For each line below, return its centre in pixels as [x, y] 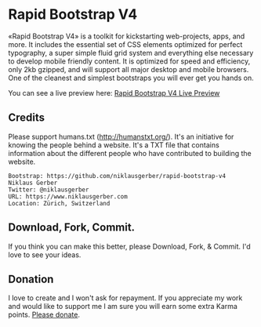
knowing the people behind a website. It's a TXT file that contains [114, 145]
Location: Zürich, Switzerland [59, 203]
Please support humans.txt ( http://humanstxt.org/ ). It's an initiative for [121, 136]
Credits [27, 118]
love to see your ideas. [45, 254]
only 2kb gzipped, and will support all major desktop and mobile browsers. [129, 69]
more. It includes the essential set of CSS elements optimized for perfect [125, 44]
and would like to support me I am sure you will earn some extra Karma [123, 307]
